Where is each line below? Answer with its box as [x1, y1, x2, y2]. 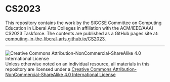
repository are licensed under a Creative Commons [5, 66, 112, 72]
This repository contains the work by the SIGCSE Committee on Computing [5, 20, 162, 26]
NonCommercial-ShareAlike [5, 71, 63, 77]
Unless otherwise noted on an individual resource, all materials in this [5, 61, 150, 67]
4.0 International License [64, 71, 116, 77]
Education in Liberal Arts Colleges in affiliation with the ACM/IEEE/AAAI [5, 25, 153, 31]
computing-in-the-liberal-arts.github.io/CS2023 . [5, 36, 106, 42]
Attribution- [112, 66, 137, 72]
